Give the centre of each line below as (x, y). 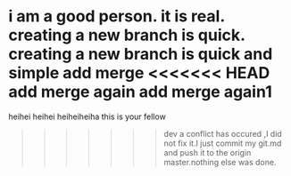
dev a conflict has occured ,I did (223, 133)
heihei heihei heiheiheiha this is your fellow (87, 116)
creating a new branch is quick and (141, 54)
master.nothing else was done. (220, 162)
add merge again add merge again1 (141, 92)
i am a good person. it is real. (116, 16)
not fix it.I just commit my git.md (223, 143)
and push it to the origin (208, 152)
